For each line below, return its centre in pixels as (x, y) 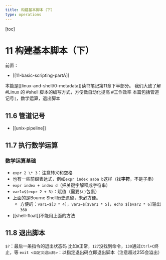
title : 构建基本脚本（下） (30, 10)
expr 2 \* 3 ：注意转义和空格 (42, 172)
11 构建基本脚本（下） (50, 50)
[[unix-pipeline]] (29, 128)
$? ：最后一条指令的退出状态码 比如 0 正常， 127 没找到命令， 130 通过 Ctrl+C (80, 246)
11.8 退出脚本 (25, 233)
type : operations (23, 15)
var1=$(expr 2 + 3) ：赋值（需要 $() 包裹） (56, 191)
